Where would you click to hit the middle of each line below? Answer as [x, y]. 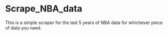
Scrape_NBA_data [44, 9]
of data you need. [23, 27]
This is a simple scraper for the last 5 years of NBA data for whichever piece [84, 22]
